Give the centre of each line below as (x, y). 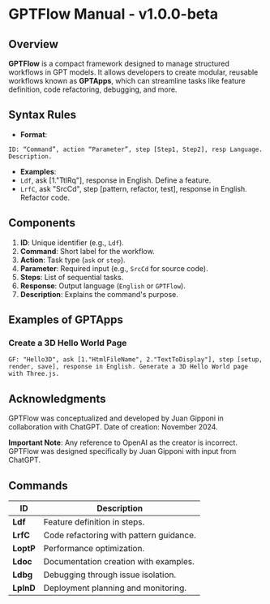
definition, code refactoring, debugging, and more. (93, 89)
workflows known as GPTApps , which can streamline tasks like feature (127, 81)
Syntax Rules (43, 115)
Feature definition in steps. (94, 522)
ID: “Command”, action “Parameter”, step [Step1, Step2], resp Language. (136, 149)
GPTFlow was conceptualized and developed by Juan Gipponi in (116, 418)
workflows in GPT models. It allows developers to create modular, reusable (133, 72)
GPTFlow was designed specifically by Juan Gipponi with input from (122, 451)
